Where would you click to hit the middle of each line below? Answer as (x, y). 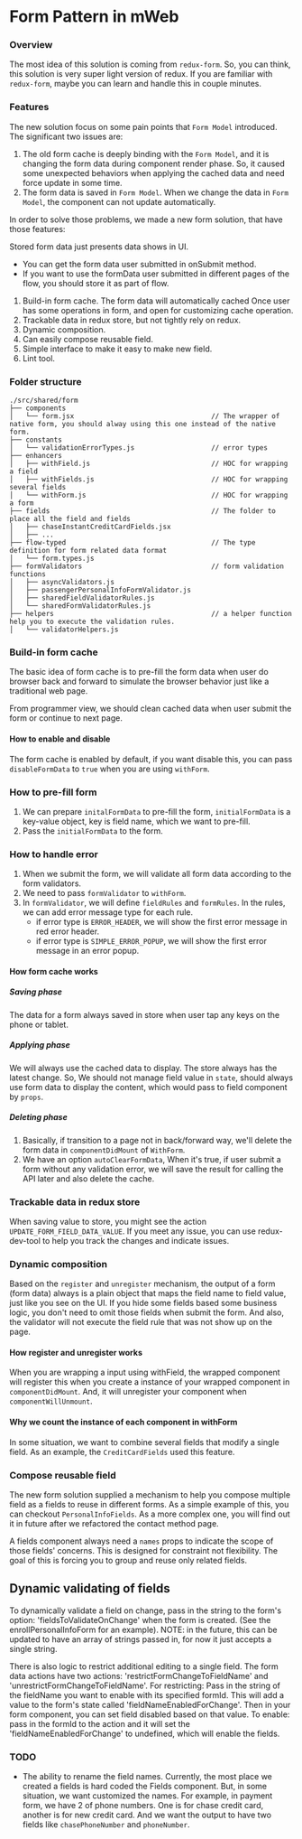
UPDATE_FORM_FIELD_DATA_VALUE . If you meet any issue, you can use (133, 1231)
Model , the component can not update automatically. (119, 201)
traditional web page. (49, 691)
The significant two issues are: (66, 136)
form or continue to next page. (66, 718)
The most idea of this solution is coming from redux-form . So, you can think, (150, 64)
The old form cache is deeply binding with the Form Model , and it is (146, 154)
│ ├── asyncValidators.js (62, 583)
